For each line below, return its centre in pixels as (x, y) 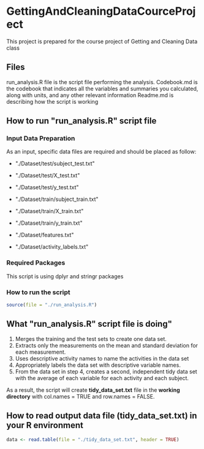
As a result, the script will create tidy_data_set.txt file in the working (93, 390)
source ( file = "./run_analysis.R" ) (52, 305)
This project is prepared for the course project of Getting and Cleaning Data (102, 41)
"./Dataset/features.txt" (44, 235)
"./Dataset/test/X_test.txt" (47, 176)
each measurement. (40, 352)
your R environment (45, 425)
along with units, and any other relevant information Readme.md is (90, 95)
